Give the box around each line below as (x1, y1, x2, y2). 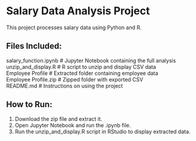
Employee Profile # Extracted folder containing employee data (6, 70, 158, 77)
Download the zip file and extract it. (14, 115, 102, 123)
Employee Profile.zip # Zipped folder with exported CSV (6, 76, 144, 83)
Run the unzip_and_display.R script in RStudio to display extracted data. (14, 128, 191, 135)
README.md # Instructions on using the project (6, 82, 123, 89)
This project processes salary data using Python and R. (6, 24, 142, 31)
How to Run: (6, 99, 52, 109)
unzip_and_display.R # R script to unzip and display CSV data (6, 63, 157, 70)
